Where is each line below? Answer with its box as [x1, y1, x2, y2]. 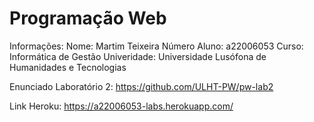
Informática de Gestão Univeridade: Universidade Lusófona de [9, 50, 267, 62]
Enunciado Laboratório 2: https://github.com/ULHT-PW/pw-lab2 [9, 80, 274, 92]
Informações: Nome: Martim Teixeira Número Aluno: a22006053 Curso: [9, 40, 304, 52]
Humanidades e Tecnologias [9, 61, 127, 73]
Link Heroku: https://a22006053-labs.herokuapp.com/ [9, 100, 234, 112]
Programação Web [9, 7, 167, 30]
